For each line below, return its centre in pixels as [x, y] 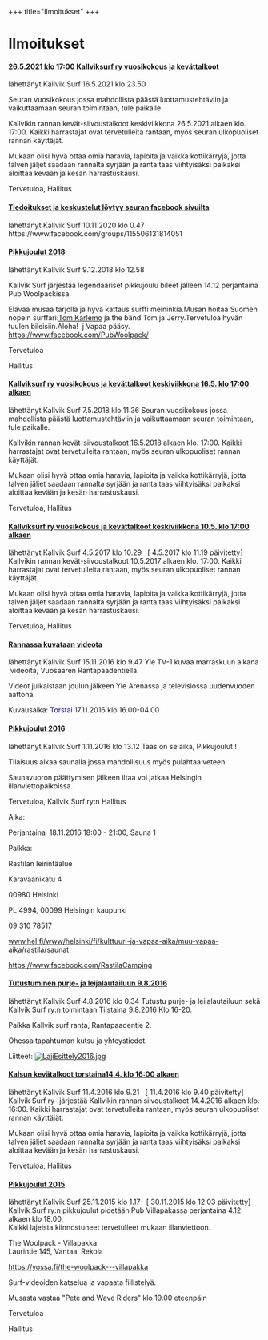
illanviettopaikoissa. [41, 786]
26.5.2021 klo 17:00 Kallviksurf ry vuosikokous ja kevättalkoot [114, 66]
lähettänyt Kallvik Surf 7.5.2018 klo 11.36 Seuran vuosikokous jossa [118, 410]
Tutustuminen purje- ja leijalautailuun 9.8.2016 [88, 983]
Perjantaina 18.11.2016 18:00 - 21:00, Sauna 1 [82, 832]
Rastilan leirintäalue [40, 863]
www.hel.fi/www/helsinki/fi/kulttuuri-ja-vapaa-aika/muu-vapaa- [114, 941]
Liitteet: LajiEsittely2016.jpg [57, 1056]
